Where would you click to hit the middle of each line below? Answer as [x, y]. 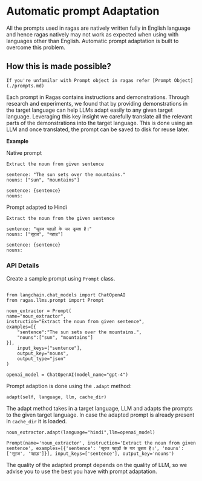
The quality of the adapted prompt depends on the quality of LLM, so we [97, 465]
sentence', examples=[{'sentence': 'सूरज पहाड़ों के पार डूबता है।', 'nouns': [95, 449]
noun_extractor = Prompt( [39, 311]
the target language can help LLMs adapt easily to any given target [90, 110]
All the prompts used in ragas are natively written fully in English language [98, 28]
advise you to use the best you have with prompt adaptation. [82, 471]
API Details [23, 265]
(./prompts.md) [25, 86]
